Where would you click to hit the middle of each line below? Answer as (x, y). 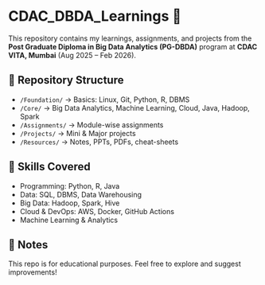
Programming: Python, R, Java (70, 185)
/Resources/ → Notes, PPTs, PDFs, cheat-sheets (99, 142)
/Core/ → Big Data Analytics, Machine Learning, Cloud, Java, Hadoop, (135, 107)
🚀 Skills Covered (50, 167)
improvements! (33, 272)
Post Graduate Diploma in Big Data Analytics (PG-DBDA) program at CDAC (133, 46)
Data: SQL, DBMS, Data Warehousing (80, 194)
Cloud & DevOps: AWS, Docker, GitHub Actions (97, 211)
